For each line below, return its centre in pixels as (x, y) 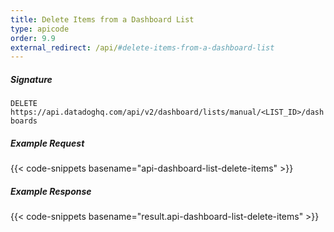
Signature (31, 79)
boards (24, 121)
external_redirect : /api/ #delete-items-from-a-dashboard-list (142, 47)
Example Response (51, 191)
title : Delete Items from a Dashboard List (102, 19)
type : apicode (40, 29)
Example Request (47, 143)
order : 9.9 (33, 38)
